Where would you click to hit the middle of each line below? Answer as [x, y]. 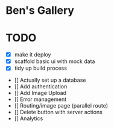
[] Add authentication [41, 87]
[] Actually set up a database [50, 80]
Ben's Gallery [40, 11]
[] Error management [40, 99]
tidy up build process [41, 68]
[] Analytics [29, 118]
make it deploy [33, 55]
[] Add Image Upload [40, 93]
